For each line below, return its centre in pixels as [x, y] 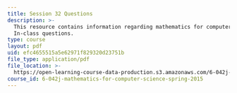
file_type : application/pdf [49, 59]
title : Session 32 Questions [50, 14]
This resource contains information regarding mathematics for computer [123, 27]
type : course [26, 40]
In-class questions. [44, 33]
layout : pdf [25, 46]
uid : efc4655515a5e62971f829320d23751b [66, 53]
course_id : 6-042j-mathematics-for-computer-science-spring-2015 [105, 79]
